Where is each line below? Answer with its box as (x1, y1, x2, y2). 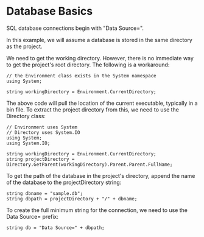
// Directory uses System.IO (6, 129, 80, 135)
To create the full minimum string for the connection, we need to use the (6, 206, 188, 214)
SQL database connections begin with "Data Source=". (6, 24, 144, 32)
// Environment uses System (6, 124, 78, 130)
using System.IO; (6, 140, 51, 146)
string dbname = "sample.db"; (6, 190, 83, 196)
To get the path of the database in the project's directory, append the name (6, 172, 195, 179)
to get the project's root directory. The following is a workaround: (6, 61, 170, 68)
